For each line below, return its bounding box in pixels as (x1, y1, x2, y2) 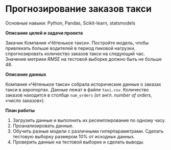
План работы (5, 107, 35, 113)
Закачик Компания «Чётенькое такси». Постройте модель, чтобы (5, 39, 149, 46)
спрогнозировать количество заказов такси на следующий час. (5, 51, 145, 57)
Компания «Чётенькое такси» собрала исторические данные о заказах (5, 81, 162, 87)
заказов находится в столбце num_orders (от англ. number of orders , (5, 92, 152, 98)
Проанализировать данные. (12, 122, 74, 129)
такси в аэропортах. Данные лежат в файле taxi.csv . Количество (5, 86, 149, 92)
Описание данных (5, 71, 46, 77)
